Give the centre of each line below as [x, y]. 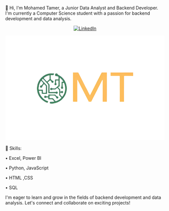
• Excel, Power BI [23, 158]
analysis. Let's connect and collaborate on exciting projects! [68, 203]
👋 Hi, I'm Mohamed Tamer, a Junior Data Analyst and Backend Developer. [82, 8]
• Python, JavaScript [27, 168]
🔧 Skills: [13, 148]
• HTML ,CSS [19, 178]
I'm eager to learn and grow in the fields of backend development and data [83, 197]
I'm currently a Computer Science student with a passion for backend [78, 13]
